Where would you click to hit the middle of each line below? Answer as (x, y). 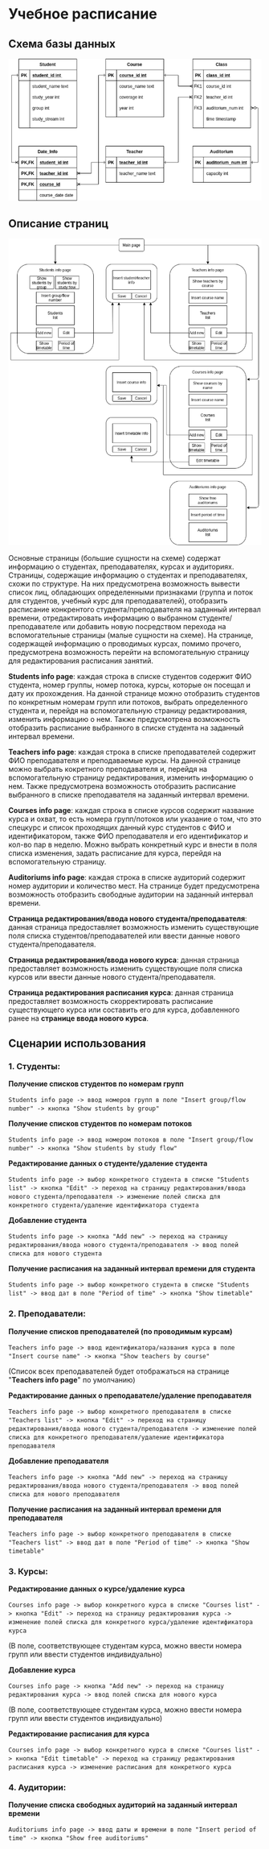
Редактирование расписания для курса (79, 1734)
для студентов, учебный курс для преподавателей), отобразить (118, 600)
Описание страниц (59, 224)
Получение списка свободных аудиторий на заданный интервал (123, 1805)
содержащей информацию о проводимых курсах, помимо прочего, (125, 643)
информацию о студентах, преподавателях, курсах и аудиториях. (121, 566)
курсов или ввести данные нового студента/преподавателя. (112, 976)
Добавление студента (47, 1221)
